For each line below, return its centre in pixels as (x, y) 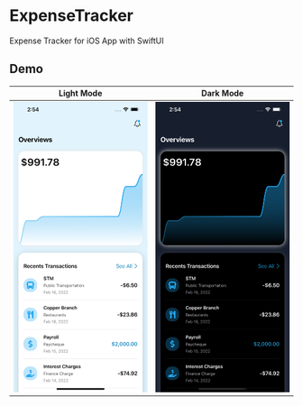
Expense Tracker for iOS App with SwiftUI (87, 41)
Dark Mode (223, 93)
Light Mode (80, 93)
